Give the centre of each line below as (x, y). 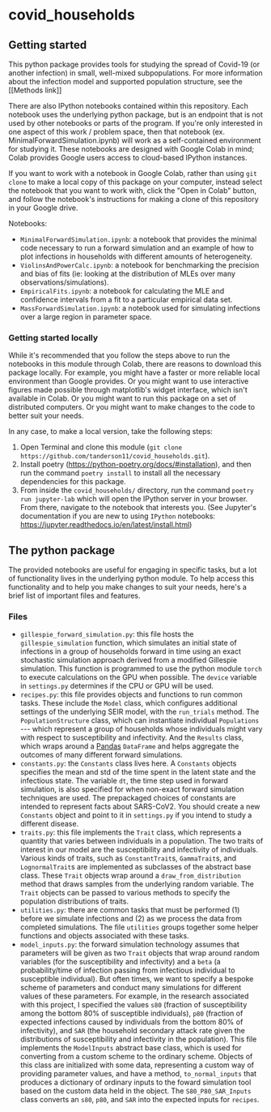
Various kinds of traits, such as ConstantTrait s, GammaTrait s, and (128, 858)
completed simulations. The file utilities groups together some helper (139, 927)
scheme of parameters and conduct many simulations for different (130, 988)
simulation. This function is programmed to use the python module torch (141, 669)
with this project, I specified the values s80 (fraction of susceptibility (133, 1005)
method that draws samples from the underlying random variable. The (137, 884)
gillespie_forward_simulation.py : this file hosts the (107, 634)
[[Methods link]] (35, 90)
